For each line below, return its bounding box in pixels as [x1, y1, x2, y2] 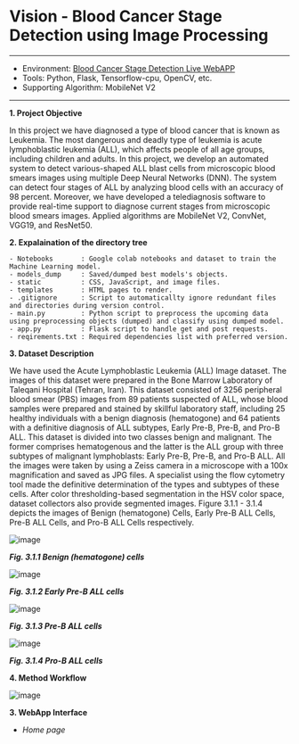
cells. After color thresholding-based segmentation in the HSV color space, [9, 488, 285, 499]
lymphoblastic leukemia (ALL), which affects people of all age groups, [9, 144, 265, 154]
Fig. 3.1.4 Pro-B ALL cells [9, 655, 103, 665]
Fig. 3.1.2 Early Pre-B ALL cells [9, 586, 125, 597]
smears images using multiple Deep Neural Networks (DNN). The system [9, 172, 278, 183]
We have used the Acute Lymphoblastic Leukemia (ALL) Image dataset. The [9, 365, 287, 376]
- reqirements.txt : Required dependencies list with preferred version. [9, 332, 289, 341]
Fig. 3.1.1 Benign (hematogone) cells [9, 551, 145, 562]
